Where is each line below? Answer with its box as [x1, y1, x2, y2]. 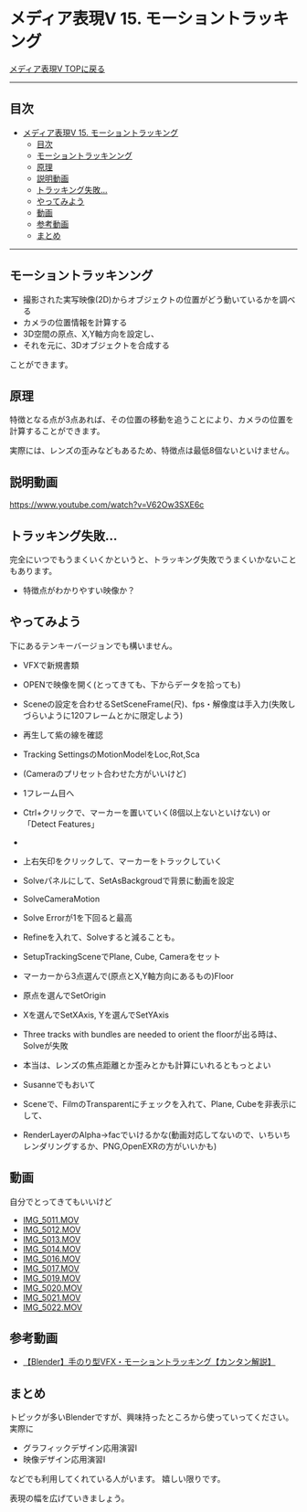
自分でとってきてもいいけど [9, 1196, 112, 1207]
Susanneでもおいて [22, 1079, 96, 1090]
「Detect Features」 [22, 818, 100, 829]
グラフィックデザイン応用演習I [22, 1443, 138, 1453]
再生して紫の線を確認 [22, 729, 103, 740]
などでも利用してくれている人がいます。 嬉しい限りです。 [9, 1474, 226, 1485]
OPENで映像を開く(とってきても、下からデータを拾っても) [22, 678, 241, 690]
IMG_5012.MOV [22, 1224, 81, 1235]
